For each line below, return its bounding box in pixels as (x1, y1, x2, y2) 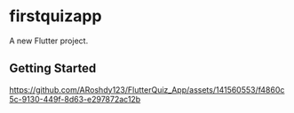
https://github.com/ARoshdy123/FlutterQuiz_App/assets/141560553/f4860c (9, 84, 285, 94)
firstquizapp (9, 6, 102, 26)
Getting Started (9, 61, 97, 76)
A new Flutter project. (9, 35, 89, 46)
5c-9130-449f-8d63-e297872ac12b (9, 94, 141, 104)
